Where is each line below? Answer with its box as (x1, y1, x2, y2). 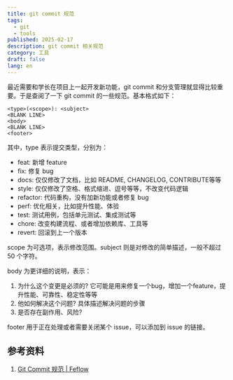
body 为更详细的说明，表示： (7, 266, 92, 275)
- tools (13, 29, 36, 37)
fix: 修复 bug (17, 166, 54, 175)
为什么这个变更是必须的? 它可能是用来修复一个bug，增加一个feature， (17, 281, 220, 290)
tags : (7, 17, 23, 24)
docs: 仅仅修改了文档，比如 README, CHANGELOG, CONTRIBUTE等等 (17, 175, 222, 184)
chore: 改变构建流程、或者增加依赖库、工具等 (17, 219, 148, 228)
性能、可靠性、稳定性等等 (23, 290, 98, 299)
